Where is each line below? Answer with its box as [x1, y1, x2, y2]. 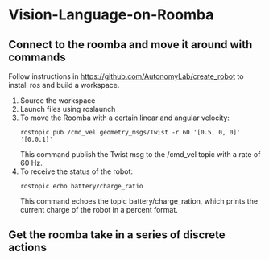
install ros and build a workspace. [8, 80, 120, 89]
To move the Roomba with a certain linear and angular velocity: [19, 113, 230, 122]
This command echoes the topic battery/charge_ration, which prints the [19, 196, 259, 206]
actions [8, 241, 47, 254]
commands [8, 50, 66, 64]
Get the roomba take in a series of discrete [8, 228, 226, 242]
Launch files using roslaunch [19, 105, 116, 113]
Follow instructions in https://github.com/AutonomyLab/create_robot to [8, 72, 244, 81]
